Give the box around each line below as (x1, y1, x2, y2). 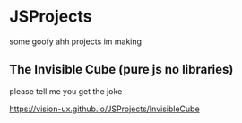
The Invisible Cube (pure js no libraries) (9, 62, 234, 77)
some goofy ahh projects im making (9, 36, 142, 47)
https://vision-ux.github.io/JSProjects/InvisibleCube (9, 103, 200, 114)
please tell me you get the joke (9, 85, 123, 96)
